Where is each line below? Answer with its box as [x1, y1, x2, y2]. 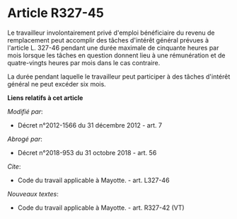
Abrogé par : [7, 135, 42, 143]
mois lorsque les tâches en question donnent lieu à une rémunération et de [7, 51, 226, 60]
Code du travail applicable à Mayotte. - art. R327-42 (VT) [17, 203, 185, 212]
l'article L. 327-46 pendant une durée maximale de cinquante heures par [7, 43, 219, 52]
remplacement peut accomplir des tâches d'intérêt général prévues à [7, 35, 209, 44]
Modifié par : [7, 107, 44, 116]
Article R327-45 [7, 5, 104, 21]
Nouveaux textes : [7, 189, 59, 198]
